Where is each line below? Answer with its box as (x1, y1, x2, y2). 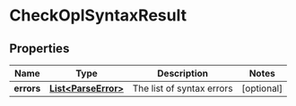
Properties (9, 41, 70, 56)
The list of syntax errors (132, 82, 233, 94)
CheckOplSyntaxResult (9, 5, 187, 26)
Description (156, 68, 209, 79)
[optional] (241, 82, 283, 94)
